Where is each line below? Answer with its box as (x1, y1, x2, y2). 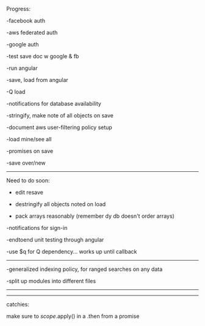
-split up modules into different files (6, 278, 96, 284)
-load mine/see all (6, 136, 52, 143)
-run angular (6, 64, 38, 72)
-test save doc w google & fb (6, 53, 79, 60)
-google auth (6, 41, 39, 48)
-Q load (6, 88, 26, 95)
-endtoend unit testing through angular (6, 236, 104, 243)
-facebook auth (6, 17, 46, 24)
